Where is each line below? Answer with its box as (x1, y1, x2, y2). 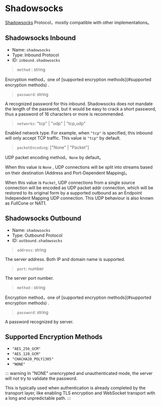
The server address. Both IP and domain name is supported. (5, 256, 125, 262)
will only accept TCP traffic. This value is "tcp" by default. (5, 135, 121, 141)
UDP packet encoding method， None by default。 (5, 154, 104, 160)
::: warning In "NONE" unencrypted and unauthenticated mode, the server (5, 371, 153, 376)
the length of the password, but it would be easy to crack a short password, (5, 106, 157, 112)
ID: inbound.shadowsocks (12, 57, 61, 63)
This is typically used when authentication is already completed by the (5, 385, 146, 391)
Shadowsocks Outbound (5, 214, 81, 223)
